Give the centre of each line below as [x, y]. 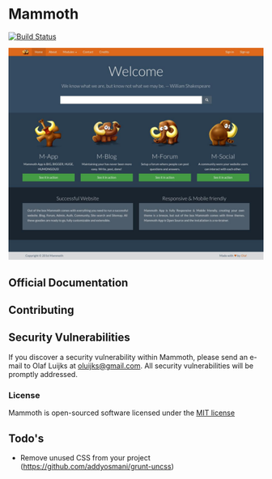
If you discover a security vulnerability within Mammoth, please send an [128, 357]
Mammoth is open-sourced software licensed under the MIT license [122, 413]
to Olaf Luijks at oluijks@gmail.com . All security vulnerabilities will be [138, 366]
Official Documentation [68, 283]
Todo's [26, 438]
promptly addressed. [43, 374]
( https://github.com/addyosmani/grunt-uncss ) [97, 466]
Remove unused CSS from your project [85, 457]
